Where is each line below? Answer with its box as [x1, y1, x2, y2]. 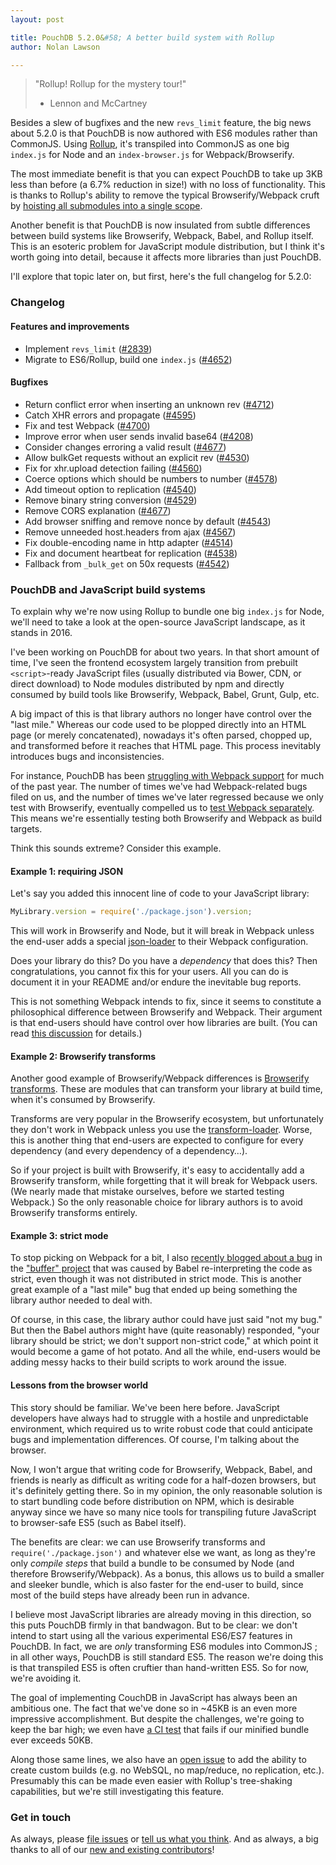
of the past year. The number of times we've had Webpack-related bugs [10, 781, 308, 792]
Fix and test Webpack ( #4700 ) [24, 419, 151, 431]
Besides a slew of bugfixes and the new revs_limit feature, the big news [10, 117, 312, 129]
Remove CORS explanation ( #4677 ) [24, 504, 172, 516]
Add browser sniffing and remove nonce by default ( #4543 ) [24, 515, 272, 527]
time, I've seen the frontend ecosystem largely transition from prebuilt [10, 657, 298, 668]
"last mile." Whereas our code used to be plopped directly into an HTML [10, 719, 307, 730]
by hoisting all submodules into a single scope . [10, 200, 203, 212]
